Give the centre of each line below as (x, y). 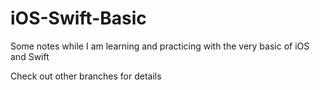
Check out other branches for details (86, 76)
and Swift (30, 56)
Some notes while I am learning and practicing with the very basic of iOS (160, 46)
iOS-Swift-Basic (78, 18)
